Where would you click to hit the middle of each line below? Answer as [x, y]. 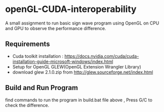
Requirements [27, 44]
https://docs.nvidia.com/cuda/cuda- [101, 56]
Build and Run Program [42, 88]
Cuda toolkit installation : [38, 56]
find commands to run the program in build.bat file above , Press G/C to [79, 100]
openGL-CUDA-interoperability [71, 9]
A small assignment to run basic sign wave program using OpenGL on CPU [82, 23]
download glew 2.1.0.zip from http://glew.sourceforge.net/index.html [83, 72]
